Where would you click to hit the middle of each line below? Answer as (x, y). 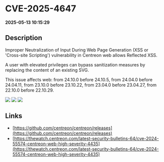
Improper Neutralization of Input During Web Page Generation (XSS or (77, 50)
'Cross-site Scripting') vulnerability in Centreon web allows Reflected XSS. (81, 55)
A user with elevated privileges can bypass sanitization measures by (75, 64)
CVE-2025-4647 (41, 9)
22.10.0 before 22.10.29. (30, 90)
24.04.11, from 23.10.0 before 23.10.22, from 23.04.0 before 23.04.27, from (81, 85)
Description (24, 38)
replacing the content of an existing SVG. (47, 70)
